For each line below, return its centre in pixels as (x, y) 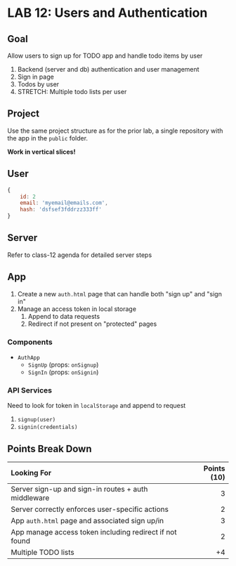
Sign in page (35, 77)
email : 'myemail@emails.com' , (64, 203)
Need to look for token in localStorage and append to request (97, 406)
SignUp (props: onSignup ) (63, 364)
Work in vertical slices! (41, 152)
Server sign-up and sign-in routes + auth (79, 489)
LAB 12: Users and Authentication (107, 13)
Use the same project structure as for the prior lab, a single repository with (115, 131)
